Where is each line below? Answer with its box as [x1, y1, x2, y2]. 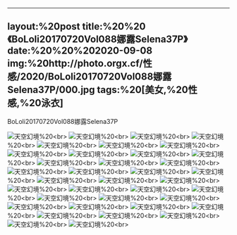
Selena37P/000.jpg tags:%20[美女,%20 [7, 84, 188, 96]
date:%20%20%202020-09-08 [7, 45, 153, 57]
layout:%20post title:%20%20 [7, 20, 146, 32]
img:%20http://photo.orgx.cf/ [7, 58, 143, 70]
